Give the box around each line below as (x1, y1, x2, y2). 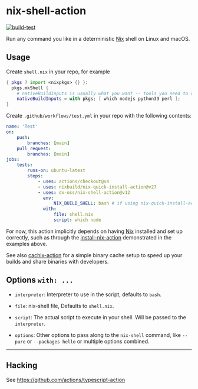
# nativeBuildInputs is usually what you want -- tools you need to (16, 90, 189, 96)
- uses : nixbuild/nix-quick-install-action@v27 (37, 184, 157, 190)
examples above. (6, 240, 48, 247)
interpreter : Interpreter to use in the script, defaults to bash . (14, 291, 162, 298)
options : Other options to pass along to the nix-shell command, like (14, 331, 181, 338)
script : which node (53, 217, 101, 223)
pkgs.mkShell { (11, 85, 49, 91)
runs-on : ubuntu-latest (27, 167, 85, 174)
